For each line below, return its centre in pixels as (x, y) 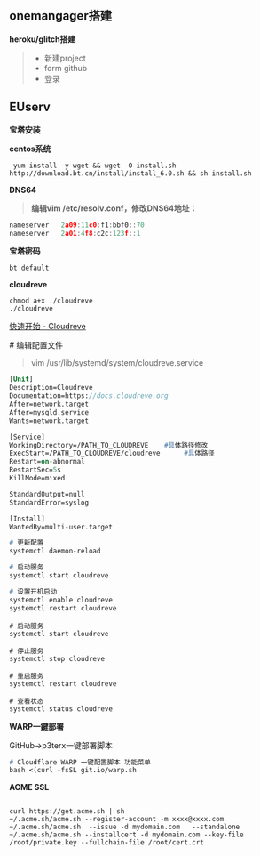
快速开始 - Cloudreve (47, 327)
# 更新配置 (27, 543)
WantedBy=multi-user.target (61, 527)
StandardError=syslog (49, 502)
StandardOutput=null (47, 494)
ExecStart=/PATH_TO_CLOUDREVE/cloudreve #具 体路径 (112, 453)
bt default (29, 268)
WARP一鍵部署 (37, 726)
